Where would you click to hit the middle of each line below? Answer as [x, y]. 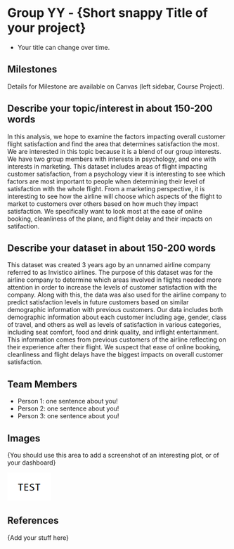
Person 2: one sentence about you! [68, 408]
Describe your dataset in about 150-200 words [112, 248]
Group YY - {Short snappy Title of [108, 13]
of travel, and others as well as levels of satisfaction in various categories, [114, 325]
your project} [47, 28]
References [33, 521]
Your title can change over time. [64, 47]
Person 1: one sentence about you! [67, 401]
